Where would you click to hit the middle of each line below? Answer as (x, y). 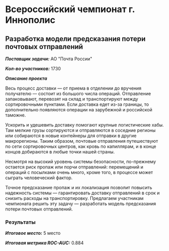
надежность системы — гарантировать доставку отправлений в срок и (82, 193)
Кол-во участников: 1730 (33, 69)
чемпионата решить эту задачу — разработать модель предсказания (81, 204)
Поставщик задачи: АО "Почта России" (49, 59)
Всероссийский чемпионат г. (70, 9)
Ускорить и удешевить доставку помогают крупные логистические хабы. (84, 125)
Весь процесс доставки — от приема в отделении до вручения (73, 88)
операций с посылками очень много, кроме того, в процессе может (79, 172)
